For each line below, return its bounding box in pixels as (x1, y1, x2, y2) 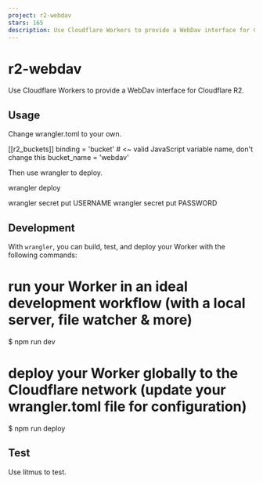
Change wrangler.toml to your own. (8, 129, 122, 139)
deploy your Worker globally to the (8, 365, 239, 383)
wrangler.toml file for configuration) (8, 398, 247, 416)
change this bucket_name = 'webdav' (8, 153, 129, 162)
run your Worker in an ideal (8, 278, 188, 296)
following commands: (8, 250, 77, 260)
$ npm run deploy (8, 423, 66, 433)
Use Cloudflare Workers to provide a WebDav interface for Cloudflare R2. (8, 85, 245, 95)
